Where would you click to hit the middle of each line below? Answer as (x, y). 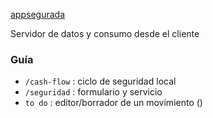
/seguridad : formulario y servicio (93, 92)
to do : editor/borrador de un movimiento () (113, 103)
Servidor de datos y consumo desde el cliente (105, 33)
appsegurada (37, 14)
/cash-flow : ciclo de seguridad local (100, 81)
